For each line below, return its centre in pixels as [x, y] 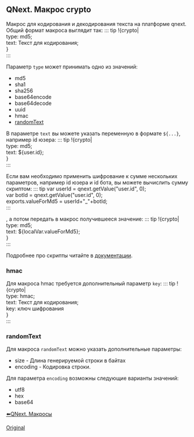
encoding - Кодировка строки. [53, 367]
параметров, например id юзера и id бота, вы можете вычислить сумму [97, 182]
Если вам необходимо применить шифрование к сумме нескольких [92, 176]
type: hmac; [21, 296]
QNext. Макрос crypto [48, 10]
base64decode [33, 103]
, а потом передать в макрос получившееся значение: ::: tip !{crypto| [93, 219]
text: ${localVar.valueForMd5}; [43, 231]
